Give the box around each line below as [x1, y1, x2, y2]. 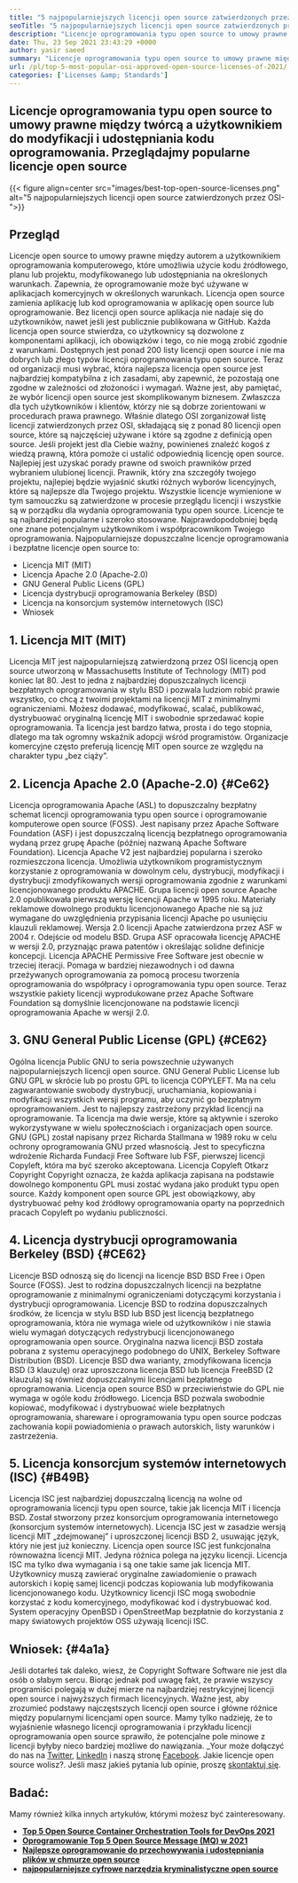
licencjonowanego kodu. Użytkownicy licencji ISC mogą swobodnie [9, 1588, 255, 1598]
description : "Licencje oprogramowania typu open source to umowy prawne [9, 29, 288, 38]
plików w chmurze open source [21, 1855, 140, 1865]
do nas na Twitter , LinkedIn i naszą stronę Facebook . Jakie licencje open [9, 1750, 274, 1761]
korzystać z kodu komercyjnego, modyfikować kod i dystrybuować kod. [9, 1597, 272, 1608]
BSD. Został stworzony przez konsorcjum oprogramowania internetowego [9, 1512, 279, 1523]
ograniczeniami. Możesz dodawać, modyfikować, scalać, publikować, [9, 703, 264, 714]
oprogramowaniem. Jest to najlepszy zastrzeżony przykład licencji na [9, 1103, 264, 1114]
